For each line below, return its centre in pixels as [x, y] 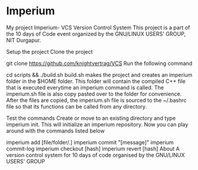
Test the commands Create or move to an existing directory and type [91, 118]
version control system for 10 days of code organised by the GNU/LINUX [96, 155]
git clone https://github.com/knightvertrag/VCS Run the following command [99, 63]
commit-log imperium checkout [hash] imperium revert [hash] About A [93, 149]
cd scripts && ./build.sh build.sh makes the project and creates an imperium [99, 75]
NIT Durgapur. [24, 40]
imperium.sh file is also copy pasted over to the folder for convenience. [94, 94]
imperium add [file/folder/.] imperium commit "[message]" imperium [90, 142]
